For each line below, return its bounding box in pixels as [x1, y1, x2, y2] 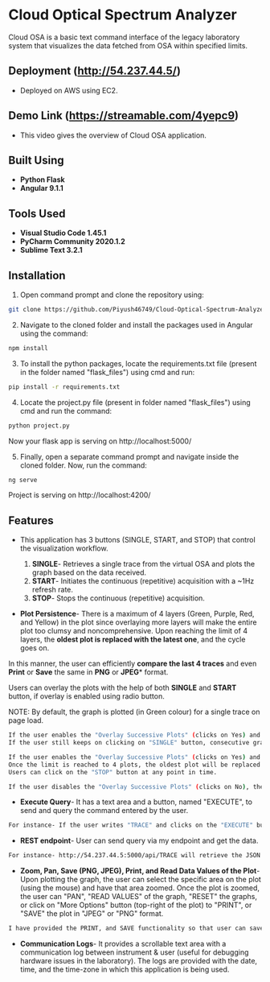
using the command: [19, 328, 88, 338]
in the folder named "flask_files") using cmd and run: [19, 367, 195, 377]
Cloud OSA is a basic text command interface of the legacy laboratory [8, 32, 240, 42]
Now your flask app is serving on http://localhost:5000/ [8, 436, 192, 446]
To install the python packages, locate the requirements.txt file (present [19, 358, 257, 368]
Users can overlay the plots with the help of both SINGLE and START [8, 683, 237, 693]
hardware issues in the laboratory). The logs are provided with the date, [19, 956, 258, 966]
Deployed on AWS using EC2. [19, 85, 118, 95]
